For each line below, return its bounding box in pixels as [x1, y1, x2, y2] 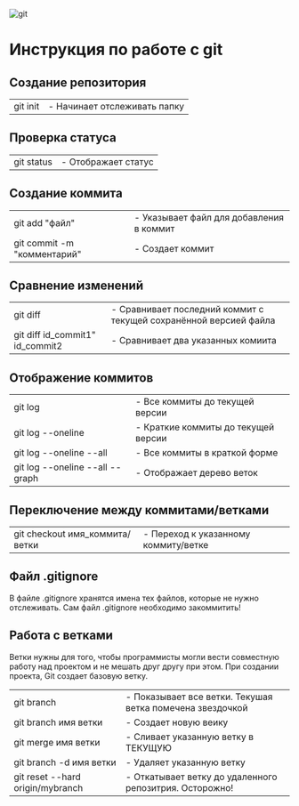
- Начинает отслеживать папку [47, 101, 185, 112]
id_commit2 [13, 340, 63, 352]
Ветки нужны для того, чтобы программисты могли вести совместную [9, 651, 280, 662]
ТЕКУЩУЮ [125, 741, 172, 754]
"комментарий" [13, 247, 82, 260]
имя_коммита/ [68, 528, 131, 540]
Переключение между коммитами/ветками [9, 503, 270, 518]
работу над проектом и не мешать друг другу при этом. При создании [9, 661, 279, 672]
